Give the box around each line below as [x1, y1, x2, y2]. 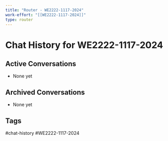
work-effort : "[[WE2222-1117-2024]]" [5, 12, 86, 17]
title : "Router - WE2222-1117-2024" [5, 7, 84, 13]
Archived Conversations [5, 88, 85, 96]
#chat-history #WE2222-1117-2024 [5, 130, 80, 136]
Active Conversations [5, 59, 77, 68]
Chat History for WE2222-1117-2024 [5, 39, 163, 51]
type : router [5, 17, 33, 22]
